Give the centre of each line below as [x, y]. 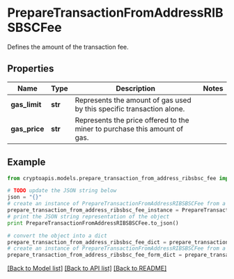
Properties [31, 69]
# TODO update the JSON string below [62, 191]
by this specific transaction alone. [130, 109]
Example [26, 162]
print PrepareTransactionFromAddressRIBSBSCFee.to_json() [93, 223]
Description [135, 88]
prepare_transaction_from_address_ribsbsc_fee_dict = [87, 242]
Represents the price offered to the [132, 120]
